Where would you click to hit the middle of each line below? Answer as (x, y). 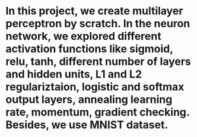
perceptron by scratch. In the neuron (98, 24)
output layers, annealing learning (89, 100)
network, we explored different (83, 36)
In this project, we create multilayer (94, 11)
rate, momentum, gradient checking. (98, 112)
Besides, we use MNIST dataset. (87, 125)
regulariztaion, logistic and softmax (95, 87)
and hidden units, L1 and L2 (74, 74)
